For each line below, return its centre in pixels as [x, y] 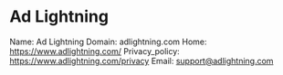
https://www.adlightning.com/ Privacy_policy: [94, 51]
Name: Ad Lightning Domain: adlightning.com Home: [108, 42]
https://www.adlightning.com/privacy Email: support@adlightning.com [141, 61]
